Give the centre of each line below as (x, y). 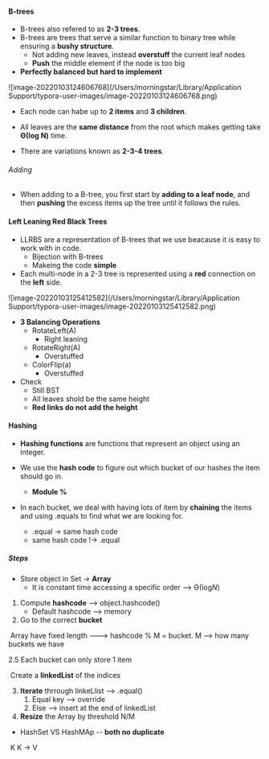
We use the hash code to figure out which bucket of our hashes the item (140, 467)
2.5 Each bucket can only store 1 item (70, 659)
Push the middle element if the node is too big (108, 64)
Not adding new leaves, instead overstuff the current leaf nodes (139, 55)
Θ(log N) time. (43, 136)
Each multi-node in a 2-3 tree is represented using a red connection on (137, 273)
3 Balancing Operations (60, 322)
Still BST (46, 390)
